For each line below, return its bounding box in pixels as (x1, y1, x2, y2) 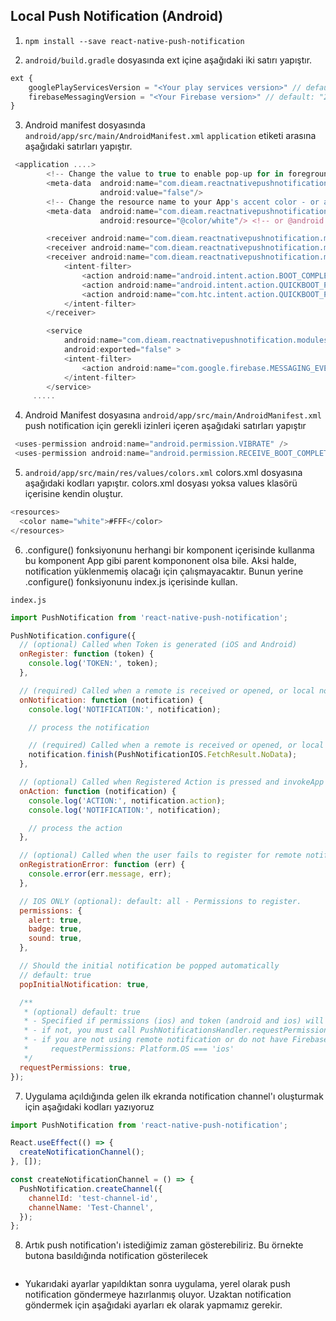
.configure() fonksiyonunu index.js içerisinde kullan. (24, 575, 238, 588)
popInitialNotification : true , (19, 979, 150, 989)
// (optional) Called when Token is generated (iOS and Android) (19, 640, 298, 650)
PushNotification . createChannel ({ (19, 1184, 163, 1194)
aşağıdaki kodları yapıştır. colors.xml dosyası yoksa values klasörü (24, 477, 298, 489)
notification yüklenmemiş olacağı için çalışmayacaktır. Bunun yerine (24, 565, 304, 577)
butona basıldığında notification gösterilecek (24, 1250, 208, 1262)
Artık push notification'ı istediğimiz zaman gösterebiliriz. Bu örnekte (24, 1239, 304, 1251)
